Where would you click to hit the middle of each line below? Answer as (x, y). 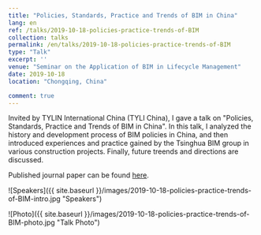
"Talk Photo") (78, 222)
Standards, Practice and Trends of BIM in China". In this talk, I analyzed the (130, 126)
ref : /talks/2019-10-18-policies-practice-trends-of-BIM (104, 30)
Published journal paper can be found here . (79, 175)
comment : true (32, 95)
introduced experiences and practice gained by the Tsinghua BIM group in (129, 144)
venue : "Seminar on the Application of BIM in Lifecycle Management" (125, 67)
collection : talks (38, 37)
